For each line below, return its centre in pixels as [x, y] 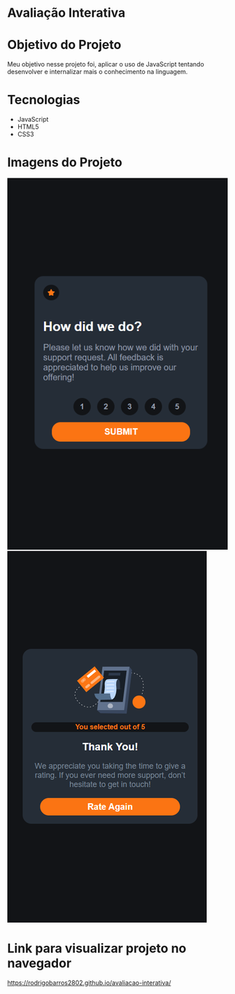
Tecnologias [44, 100]
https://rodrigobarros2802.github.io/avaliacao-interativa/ [89, 982]
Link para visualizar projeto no [97, 949]
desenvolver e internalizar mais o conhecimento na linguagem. [98, 72]
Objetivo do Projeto [64, 45]
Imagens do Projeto [65, 163]
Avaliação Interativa [66, 13]
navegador [40, 964]
